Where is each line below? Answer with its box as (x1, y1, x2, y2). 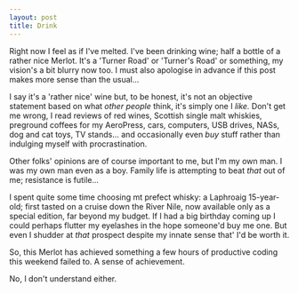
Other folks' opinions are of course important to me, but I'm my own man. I (9, 155, 283, 166)
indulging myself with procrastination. (9, 139, 148, 149)
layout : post (9, 12, 58, 22)
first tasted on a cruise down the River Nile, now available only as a (25, 201, 271, 211)
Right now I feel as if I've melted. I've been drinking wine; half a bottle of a (9, 45, 281, 56)
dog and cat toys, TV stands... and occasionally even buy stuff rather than (9, 129, 281, 139)
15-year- (248, 192, 280, 202)
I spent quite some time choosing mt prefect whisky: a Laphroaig (9, 192, 247, 202)
